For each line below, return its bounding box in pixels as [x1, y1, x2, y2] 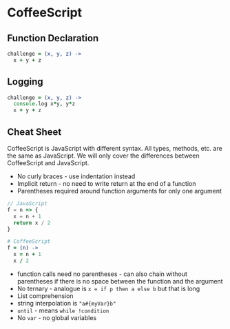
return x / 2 [13, 219, 51, 226]
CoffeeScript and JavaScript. [7, 159, 90, 167]
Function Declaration [7, 32, 99, 44]
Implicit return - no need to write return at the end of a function [17, 180, 196, 187]
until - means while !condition [17, 306, 109, 315]
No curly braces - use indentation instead [17, 172, 136, 180]
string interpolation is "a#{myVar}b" [17, 299, 116, 307]
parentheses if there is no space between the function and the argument [17, 277, 223, 285]
